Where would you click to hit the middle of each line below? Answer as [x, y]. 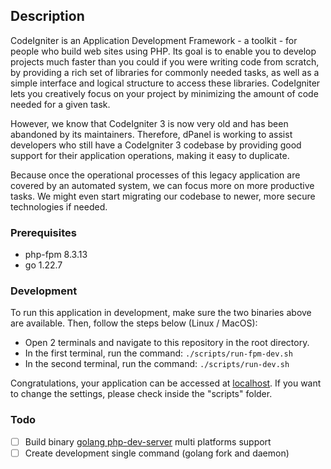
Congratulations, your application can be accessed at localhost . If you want [166, 383]
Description [47, 16]
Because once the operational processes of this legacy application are [155, 175]
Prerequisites [43, 232]
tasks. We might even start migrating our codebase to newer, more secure [163, 196]
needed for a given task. [60, 104]
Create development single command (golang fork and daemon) [157, 453]
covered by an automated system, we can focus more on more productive [162, 185]
